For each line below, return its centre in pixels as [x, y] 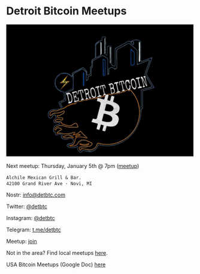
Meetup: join [22, 241]
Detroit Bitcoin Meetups [66, 11]
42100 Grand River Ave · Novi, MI [49, 183]
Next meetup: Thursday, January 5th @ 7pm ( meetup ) [73, 165]
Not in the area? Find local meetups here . [57, 252]
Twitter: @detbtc [27, 206]
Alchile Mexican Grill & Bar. [44, 177]
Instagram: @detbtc [31, 218]
